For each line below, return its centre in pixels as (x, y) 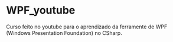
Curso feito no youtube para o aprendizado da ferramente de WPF (87, 27)
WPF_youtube (41, 10)
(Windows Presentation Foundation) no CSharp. (64, 33)
